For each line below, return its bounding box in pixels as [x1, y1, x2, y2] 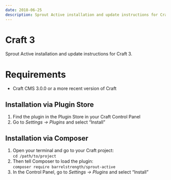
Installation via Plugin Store [5, 100, 94, 109]
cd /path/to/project [12, 154, 56, 159]
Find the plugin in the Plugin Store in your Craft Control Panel [12, 114, 141, 120]
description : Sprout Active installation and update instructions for [5, 12, 158, 17]
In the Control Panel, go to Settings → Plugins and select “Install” [12, 169, 149, 175]
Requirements [5, 69, 66, 80]
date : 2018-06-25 [5, 7, 42, 13]
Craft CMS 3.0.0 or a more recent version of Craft [12, 85, 117, 92]
